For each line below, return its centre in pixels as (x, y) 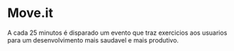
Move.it (30, 13)
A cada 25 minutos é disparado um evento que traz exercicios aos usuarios (117, 33)
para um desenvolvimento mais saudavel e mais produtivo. (93, 40)
